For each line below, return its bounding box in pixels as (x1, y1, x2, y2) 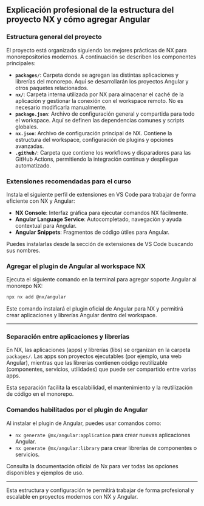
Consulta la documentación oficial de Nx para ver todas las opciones (6, 462, 178, 469)
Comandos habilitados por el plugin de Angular (6, 406, 148, 414)
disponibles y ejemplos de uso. (6, 469, 84, 476)
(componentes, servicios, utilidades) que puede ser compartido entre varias (6, 365, 197, 373)
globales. (15, 123, 38, 130)
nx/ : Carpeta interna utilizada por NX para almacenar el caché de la (15, 91, 184, 98)
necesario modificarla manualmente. (15, 104, 107, 111)
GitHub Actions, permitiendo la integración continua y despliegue (15, 155, 178, 163)
